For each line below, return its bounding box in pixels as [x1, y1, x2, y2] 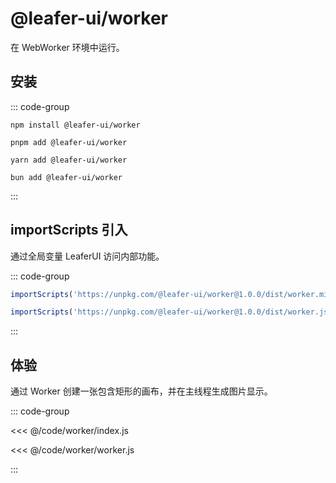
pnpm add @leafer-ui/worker [10, 137, 128, 147]
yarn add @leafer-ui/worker [10, 155, 128, 165]
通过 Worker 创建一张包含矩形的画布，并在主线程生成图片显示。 [10, 385, 273, 397]
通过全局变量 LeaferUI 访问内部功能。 [10, 250, 165, 262]
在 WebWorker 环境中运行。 [10, 41, 125, 53]
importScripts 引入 [10, 222, 128, 239]
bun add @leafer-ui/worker [10, 172, 123, 182]
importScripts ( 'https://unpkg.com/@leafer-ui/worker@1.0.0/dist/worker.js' [10, 307, 333, 317]
